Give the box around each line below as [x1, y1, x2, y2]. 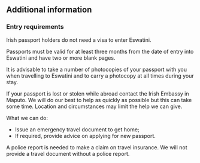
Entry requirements [6, 23, 64, 31]
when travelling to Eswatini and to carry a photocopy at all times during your [6, 72, 195, 79]
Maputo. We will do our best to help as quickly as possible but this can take [6, 96, 192, 103]
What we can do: [6, 114, 48, 121]
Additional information [6, 5, 92, 15]
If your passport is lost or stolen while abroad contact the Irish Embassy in [6, 90, 189, 97]
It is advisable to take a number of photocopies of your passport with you [6, 66, 187, 73]
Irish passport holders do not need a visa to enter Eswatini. [6, 36, 151, 44]
